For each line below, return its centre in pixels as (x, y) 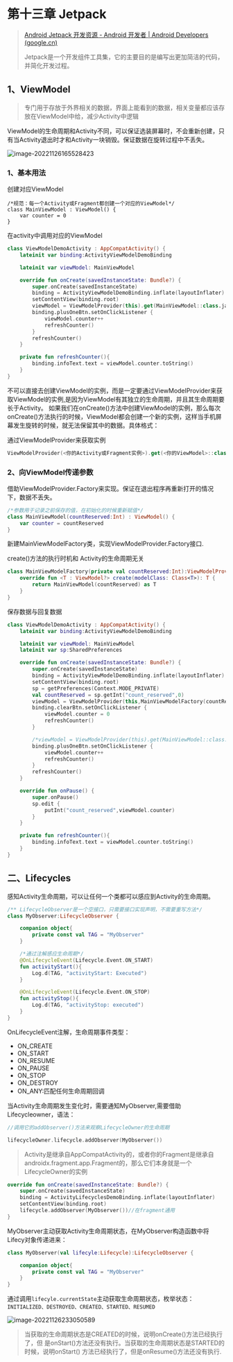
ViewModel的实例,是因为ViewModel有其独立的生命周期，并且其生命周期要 (119, 399)
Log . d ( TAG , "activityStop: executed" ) (88, 1005)
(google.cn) (41, 42)
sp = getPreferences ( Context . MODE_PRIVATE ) (96, 688)
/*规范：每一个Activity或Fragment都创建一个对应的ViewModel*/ (91, 204)
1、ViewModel (39, 90)
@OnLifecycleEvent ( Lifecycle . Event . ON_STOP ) (85, 992)
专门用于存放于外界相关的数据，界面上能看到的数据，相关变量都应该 (121, 107)
